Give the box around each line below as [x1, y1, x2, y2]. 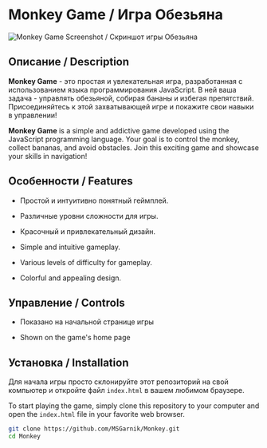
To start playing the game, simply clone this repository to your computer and [8, 401, 260, 410]
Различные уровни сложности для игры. [19, 211, 159, 220]
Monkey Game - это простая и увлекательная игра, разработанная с [8, 76, 243, 85]
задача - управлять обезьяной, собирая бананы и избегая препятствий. [8, 93, 254, 103]
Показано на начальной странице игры [19, 317, 154, 327]
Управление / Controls [8, 295, 125, 309]
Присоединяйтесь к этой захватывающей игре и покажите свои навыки [8, 101, 254, 111]
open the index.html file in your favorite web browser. [8, 410, 185, 419]
